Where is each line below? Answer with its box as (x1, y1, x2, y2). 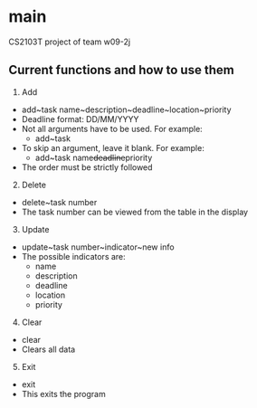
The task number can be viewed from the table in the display (21, 206, 249, 217)
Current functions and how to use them (8, 62, 234, 78)
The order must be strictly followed (21, 161, 153, 173)
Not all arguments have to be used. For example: (21, 123, 203, 134)
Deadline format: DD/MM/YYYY (21, 113, 139, 124)
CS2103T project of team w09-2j (8, 36, 131, 47)
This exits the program (21, 388, 106, 399)
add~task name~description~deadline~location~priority (21, 104, 232, 115)
